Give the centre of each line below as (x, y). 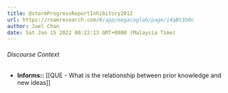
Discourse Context (33, 54)
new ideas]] (34, 83)
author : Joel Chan (33, 26)
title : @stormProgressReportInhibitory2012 (70, 13)
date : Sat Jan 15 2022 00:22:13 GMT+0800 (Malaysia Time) (91, 32)
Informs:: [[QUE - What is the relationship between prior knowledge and (119, 75)
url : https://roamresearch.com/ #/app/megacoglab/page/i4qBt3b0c (101, 20)
